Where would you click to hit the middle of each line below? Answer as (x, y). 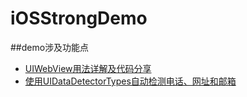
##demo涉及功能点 (50, 47)
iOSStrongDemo (79, 18)
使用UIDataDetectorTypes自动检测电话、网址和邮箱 (130, 81)
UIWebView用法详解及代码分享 (88, 68)
